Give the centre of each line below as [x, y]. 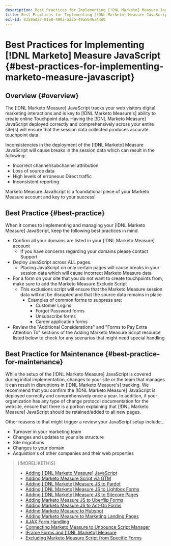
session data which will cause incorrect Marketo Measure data [86, 273]
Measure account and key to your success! [50, 197]
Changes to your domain [38, 448]
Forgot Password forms [60, 311]
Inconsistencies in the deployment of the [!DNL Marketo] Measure [75, 145]
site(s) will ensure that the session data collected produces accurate [77, 130]
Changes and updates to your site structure [58, 437]
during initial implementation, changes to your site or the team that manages [85, 379]
